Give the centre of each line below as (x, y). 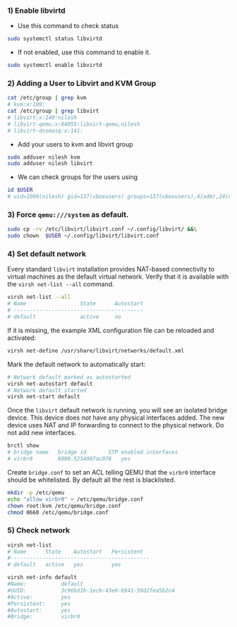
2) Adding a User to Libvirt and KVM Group (82, 83)
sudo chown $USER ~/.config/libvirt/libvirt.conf (83, 236)
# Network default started (47, 390)
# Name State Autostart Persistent (75, 552)
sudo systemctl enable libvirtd (55, 66)
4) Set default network (47, 254)
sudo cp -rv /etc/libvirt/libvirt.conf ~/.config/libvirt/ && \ (102, 229)
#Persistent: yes (39, 604)
